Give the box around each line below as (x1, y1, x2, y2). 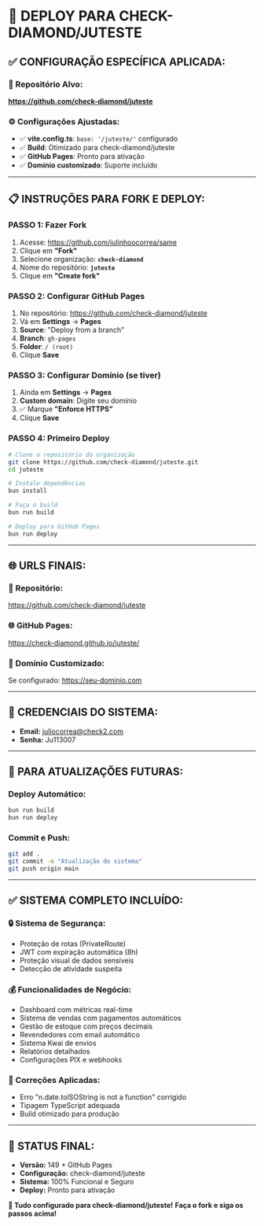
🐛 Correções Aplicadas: (8, 1074, 101, 1085)
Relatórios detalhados (19, 1047, 90, 1056)
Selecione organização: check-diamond (19, 254, 144, 263)
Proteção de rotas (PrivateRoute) (19, 939, 126, 948)
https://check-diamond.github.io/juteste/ (8, 638, 140, 647)
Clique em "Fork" (19, 245, 78, 255)
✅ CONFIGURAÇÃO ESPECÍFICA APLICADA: (8, 55, 226, 68)
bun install (8, 487, 47, 495)
